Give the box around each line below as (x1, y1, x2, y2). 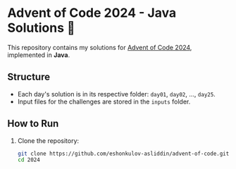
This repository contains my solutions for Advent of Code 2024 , (7, 43, 192, 51)
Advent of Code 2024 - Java (7, 5, 177, 21)
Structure (7, 71, 51, 83)
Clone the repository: (17, 136, 80, 145)
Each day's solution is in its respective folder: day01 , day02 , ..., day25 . (17, 89, 216, 98)
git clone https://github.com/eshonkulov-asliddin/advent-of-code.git (17, 150, 230, 157)
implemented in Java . (7, 51, 70, 59)
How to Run (7, 118, 59, 130)
